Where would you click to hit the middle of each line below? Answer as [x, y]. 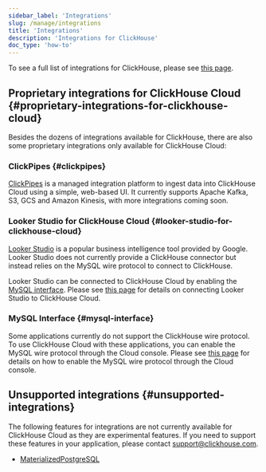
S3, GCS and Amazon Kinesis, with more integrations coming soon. [118, 201]
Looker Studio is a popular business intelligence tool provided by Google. [128, 249]
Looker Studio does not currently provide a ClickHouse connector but [122, 257]
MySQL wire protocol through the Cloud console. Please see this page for [129, 352]
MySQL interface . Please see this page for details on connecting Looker [126, 289]
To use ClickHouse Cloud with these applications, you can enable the [122, 344]
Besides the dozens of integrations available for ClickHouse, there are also [131, 137]
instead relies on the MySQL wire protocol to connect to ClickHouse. [121, 265]
